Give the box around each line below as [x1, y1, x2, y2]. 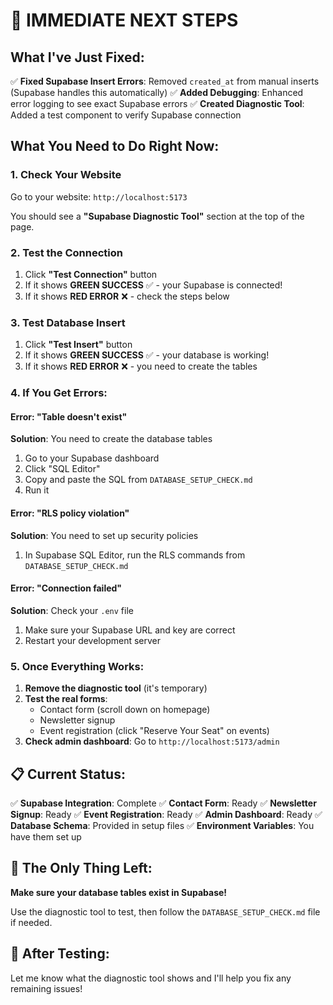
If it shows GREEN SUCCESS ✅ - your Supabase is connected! [24, 279, 283, 291]
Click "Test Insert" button [24, 339, 133, 351]
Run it [24, 484, 50, 496]
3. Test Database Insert [10, 315, 126, 329]
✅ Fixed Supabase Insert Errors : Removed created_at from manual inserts [10, 75, 320, 87]
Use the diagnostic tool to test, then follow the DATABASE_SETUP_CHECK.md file [10, 905, 321, 918]
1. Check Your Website [10, 168, 122, 182]
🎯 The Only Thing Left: [10, 860, 153, 877]
